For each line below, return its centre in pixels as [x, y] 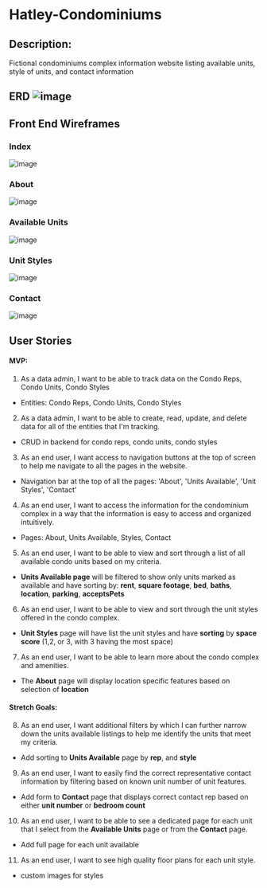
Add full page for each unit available [80, 845]
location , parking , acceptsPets [73, 593]
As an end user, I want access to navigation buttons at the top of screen [138, 457]
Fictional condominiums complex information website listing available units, [132, 63]
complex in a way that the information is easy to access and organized [136, 513]
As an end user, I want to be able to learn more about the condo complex [140, 657]
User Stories [41, 340]
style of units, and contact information [72, 72]
